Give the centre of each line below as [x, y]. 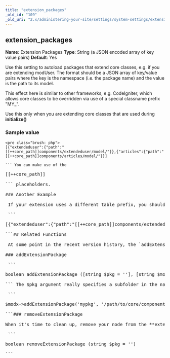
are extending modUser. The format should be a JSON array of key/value [81, 73]
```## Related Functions [36, 235]
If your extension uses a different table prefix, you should [87, 205]
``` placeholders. [28, 185]
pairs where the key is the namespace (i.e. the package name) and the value [85, 78]
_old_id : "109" [21, 15]
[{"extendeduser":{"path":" [35, 148]
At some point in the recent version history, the [72, 245]
